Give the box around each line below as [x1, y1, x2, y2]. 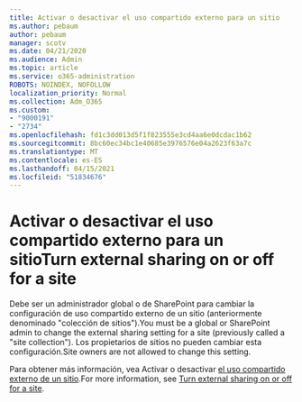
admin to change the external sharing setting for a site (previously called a [9, 327, 286, 338]
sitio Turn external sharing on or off [9, 250, 275, 270]
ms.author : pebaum [9, 22, 78, 31]
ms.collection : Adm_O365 [9, 96, 103, 106]
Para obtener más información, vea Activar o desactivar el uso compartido [9, 364, 286, 375]
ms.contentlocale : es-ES [9, 155, 103, 165]
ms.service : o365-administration [9, 72, 135, 81]
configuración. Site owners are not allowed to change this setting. [9, 346, 252, 357]
